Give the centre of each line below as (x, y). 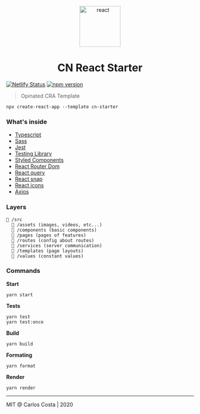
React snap (29, 179)
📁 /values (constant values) (48, 256)
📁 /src (14, 220)
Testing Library (33, 154)
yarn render (21, 388)
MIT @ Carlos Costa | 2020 (40, 404)
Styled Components (39, 160)
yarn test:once (25, 322)
